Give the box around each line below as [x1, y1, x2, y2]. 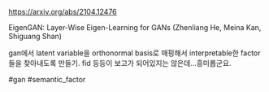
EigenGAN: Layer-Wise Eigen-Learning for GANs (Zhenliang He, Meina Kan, [8, 23, 262, 32]
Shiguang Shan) [8, 32, 63, 41]
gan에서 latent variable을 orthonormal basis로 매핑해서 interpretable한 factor [8, 48, 261, 58]
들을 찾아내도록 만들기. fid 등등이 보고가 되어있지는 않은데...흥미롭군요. [8, 59, 232, 68]
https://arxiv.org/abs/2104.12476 [8, 7, 118, 16]
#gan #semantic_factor [8, 75, 86, 84]
